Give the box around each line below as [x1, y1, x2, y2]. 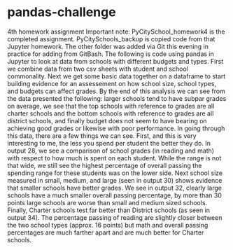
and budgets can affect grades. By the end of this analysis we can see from [7, 87, 225, 95]
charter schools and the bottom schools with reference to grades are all [7, 109, 214, 118]
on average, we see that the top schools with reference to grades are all [7, 102, 215, 110]
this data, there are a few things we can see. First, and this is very [7, 131, 197, 140]
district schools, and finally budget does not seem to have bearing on [7, 116, 208, 125]
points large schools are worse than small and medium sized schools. [7, 198, 208, 207]
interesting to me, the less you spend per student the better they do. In [7, 139, 211, 147]
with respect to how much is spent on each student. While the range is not [7, 153, 222, 162]
